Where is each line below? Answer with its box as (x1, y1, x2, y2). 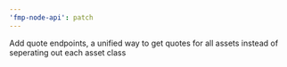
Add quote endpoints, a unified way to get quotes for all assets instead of (9, 38, 279, 48)
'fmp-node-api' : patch (9, 13, 94, 22)
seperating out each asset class (9, 46, 127, 58)
